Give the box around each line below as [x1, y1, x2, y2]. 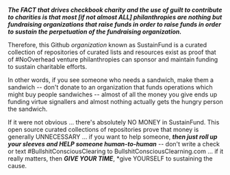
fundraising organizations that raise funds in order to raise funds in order [8, 21, 222, 28]
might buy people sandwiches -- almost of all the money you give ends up [8, 90, 218, 98]
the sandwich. [8, 105, 48, 113]
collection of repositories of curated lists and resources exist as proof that [8, 48, 216, 56]
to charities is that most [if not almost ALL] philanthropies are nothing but [8, 13, 222, 21]
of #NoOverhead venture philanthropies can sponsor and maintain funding [8, 55, 218, 64]
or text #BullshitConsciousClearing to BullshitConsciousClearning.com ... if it [8, 147, 224, 155]
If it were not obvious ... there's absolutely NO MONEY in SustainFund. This [8, 118, 220, 126]
